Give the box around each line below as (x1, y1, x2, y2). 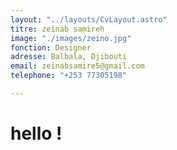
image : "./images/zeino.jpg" (10, 33, 132, 43)
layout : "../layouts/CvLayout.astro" (10, 14, 168, 25)
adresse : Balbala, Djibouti (10, 52, 128, 62)
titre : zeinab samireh (10, 24, 105, 34)
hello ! (10, 122, 63, 145)
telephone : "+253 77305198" (10, 71, 128, 81)
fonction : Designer (10, 42, 92, 53)
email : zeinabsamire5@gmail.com (10, 61, 145, 71)
